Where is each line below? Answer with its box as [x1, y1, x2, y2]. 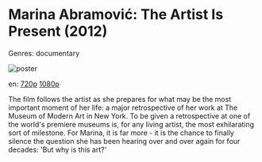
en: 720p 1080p [8, 79, 60, 89]
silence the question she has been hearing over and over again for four [8, 136, 241, 145]
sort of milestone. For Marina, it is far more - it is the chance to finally [8, 128, 234, 138]
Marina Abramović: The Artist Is [8, 6, 224, 24]
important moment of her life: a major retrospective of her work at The [8, 103, 238, 112]
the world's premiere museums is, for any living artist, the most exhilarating [8, 119, 255, 129]
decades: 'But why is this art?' [8, 145, 107, 154]
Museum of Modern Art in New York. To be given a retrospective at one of [8, 111, 251, 120]
